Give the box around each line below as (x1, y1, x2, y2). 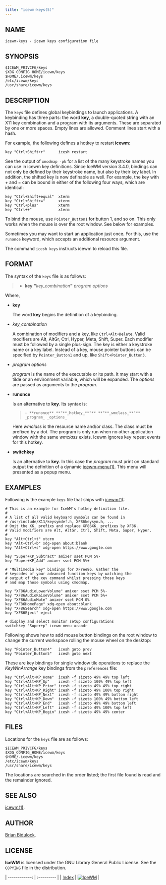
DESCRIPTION (5, 96, 50, 105)
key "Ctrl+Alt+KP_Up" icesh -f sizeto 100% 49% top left (5, 679, 132, 684)
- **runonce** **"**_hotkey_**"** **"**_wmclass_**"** (24, 410, 140, 415)
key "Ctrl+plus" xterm (5, 203, 70, 208)
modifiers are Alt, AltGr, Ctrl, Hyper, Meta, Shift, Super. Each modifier (12, 336, 153, 342)
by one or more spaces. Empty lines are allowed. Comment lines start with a (5, 125, 160, 131)
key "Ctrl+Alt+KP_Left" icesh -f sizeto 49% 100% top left (5, 705, 132, 710)
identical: (5, 184, 24, 191)
